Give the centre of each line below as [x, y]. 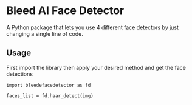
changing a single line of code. [45, 33]
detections [20, 74]
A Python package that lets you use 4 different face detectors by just [93, 27]
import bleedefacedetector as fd [49, 85]
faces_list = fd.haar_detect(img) [50, 96]
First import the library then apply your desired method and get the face [96, 67]
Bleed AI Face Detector [65, 11]
